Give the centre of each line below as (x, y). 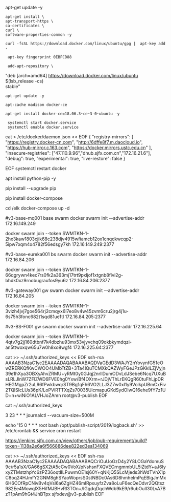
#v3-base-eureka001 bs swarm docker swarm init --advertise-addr (76, 254)
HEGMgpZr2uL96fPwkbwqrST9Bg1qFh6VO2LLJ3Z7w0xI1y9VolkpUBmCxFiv (86, 384)
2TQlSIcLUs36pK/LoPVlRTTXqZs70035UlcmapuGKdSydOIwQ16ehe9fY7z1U (86, 390)
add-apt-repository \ (30, 66)
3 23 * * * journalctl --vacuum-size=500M (50, 415)
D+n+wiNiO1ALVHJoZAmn (33, 395)
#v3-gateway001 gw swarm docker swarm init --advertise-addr (72, 290)
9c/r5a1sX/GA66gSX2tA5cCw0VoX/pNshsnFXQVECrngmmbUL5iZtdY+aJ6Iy (86, 467)
